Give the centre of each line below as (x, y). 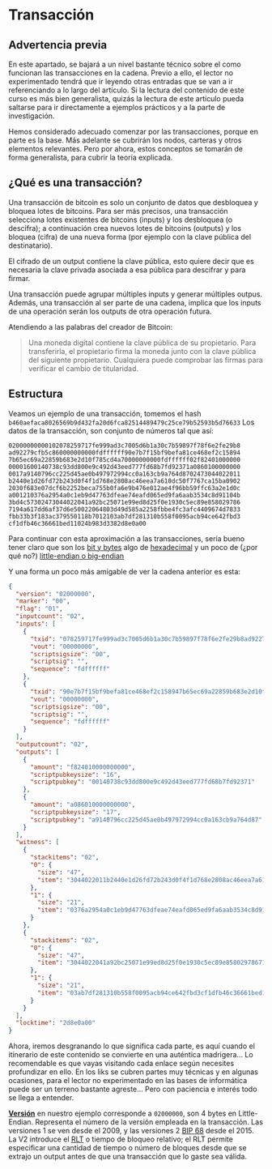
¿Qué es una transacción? (76, 183)
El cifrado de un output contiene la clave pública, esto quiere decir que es (132, 261)
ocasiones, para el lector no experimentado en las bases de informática (128, 1081)
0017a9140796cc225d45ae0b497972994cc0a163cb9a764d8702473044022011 (125, 474)
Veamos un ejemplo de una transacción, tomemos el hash (105, 413)
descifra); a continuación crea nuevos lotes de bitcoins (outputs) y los (125, 228)
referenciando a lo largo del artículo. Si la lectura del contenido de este (126, 90)
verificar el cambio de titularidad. (83, 368)
